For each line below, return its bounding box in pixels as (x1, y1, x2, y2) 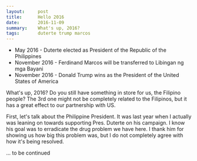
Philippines (14, 53, 42, 60)
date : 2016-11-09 (6, 19, 65, 25)
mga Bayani (14, 65, 44, 72)
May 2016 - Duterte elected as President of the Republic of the (14, 46, 166, 53)
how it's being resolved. (6, 138, 65, 145)
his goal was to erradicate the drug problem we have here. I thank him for (6, 126, 184, 133)
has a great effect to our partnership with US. (6, 102, 116, 109)
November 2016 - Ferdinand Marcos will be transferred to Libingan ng (14, 59, 184, 66)
